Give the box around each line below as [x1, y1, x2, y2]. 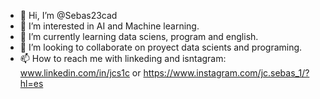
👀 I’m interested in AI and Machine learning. [19, 20, 200, 32]
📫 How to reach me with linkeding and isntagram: [19, 53, 227, 64]
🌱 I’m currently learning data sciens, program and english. [19, 31, 259, 42]
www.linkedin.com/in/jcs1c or [19, 67, 142, 79]
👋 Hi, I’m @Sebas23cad [19, 10, 118, 21]
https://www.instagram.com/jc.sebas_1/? [143, 67, 310, 79]
